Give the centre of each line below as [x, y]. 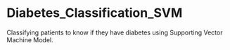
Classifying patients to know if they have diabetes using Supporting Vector [115, 32]
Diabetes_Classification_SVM [95, 13]
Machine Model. [30, 39]
